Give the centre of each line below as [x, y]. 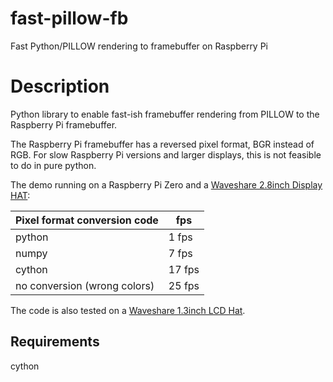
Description [60, 86]
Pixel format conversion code [87, 220]
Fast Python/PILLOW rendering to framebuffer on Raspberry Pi [139, 46]
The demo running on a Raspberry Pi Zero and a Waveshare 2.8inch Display [166, 184]
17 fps [184, 269]
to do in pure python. [53, 165]
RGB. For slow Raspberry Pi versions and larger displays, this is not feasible [166, 154]
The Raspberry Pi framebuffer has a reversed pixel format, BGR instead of [162, 144]
